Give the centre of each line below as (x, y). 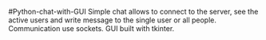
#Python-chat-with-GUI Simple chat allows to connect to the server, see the (133, 12)
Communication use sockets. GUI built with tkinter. (91, 28)
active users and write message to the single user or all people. (113, 20)
